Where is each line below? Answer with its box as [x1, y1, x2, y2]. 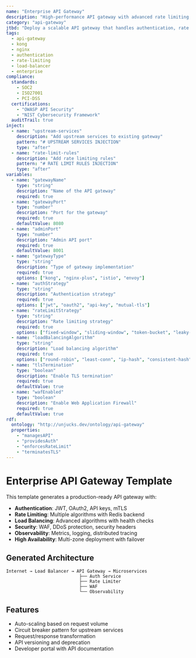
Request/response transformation [14, 633, 96, 640]
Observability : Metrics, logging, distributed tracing [14, 530, 138, 537]
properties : [11, 428, 41, 433]
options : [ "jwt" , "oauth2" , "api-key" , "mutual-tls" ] [16, 302, 150, 308]
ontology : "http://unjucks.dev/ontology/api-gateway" [11, 422, 145, 428]
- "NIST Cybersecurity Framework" [16, 112, 100, 118]
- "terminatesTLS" [16, 449, 61, 455]
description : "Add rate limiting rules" [16, 156, 116, 161]
